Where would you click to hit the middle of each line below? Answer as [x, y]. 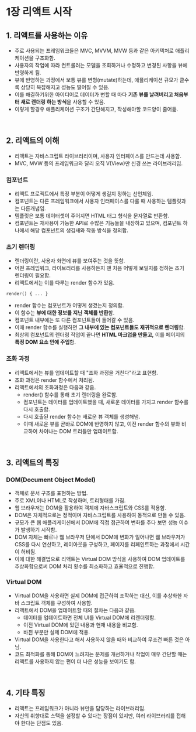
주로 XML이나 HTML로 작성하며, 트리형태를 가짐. [70, 501]
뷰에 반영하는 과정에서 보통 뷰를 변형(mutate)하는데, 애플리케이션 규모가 [96, 80]
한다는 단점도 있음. [42, 723]
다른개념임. [34, 208]
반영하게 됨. [28, 73]
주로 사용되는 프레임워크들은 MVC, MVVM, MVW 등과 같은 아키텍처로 [94, 51]
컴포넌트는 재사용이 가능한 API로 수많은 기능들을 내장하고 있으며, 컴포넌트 [98, 223]
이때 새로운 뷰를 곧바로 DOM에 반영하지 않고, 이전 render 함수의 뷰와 [102, 424]
